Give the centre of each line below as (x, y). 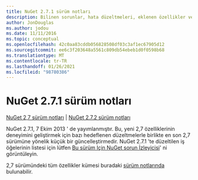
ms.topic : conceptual (33, 39)
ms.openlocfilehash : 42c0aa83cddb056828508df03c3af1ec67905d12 (85, 45)
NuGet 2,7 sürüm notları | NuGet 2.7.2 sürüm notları (68, 117)
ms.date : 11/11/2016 (32, 34)
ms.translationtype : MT (35, 55)
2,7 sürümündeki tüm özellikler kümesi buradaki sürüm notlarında (85, 165)
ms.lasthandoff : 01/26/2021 (41, 66)
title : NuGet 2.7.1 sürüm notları (49, 12)
